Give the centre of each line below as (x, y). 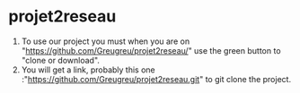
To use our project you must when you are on (106, 41)
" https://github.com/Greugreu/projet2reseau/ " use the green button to (151, 50)
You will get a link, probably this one (88, 70)
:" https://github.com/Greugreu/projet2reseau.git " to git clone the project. (156, 79)
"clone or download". (61, 60)
